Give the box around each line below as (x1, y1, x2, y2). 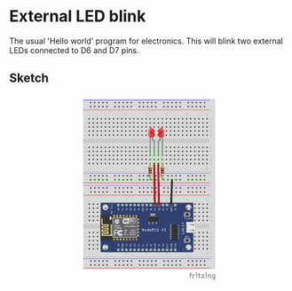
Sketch (9, 71, 49, 86)
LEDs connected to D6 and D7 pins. (9, 44, 139, 55)
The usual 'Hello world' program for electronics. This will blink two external (9, 35, 284, 46)
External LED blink (9, 6, 146, 27)
